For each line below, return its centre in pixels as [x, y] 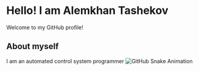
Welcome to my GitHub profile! [45, 27]
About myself [33, 46]
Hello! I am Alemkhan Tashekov [87, 11]
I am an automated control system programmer [65, 61]
